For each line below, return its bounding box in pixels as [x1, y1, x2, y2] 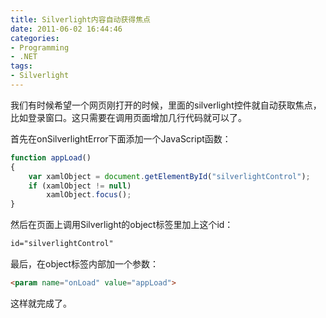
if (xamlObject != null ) [28, 181, 132, 191]
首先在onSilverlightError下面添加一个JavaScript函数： [10, 132, 232, 145]
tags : [10, 61, 33, 71]
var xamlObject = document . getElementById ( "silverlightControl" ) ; [28, 171, 311, 181]
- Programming [10, 42, 70, 53]
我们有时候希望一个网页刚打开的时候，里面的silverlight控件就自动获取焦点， [10, 99, 322, 111]
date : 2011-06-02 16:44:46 [10, 24, 123, 34]
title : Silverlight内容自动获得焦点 [10, 14, 151, 25]
